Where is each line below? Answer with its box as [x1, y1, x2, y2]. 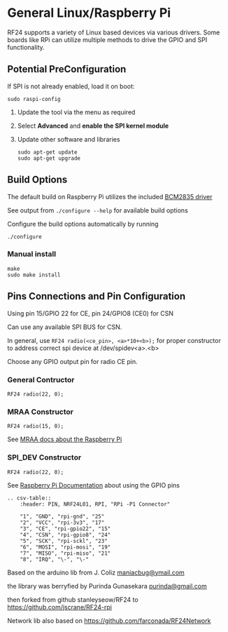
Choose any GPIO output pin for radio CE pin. [7, 357, 138, 365]
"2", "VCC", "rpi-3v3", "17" [20, 519, 105, 526]
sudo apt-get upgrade [17, 154, 80, 162]
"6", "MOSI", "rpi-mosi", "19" [20, 544, 111, 551]
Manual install [7, 249, 57, 259]
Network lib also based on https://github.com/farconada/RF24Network [7, 616, 211, 625]
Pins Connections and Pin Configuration [7, 290, 186, 302]
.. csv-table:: [7, 495, 52, 502]
